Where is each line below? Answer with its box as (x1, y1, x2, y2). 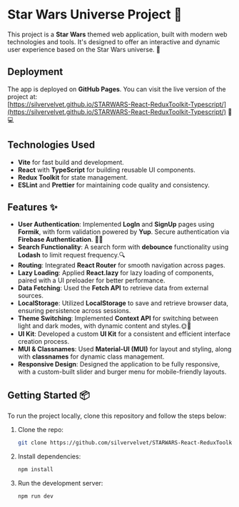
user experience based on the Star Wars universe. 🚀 (7, 45, 161, 53)
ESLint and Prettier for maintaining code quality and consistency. (17, 180, 210, 189)
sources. (17, 292, 44, 300)
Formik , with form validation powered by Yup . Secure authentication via (17, 227, 230, 236)
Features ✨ (7, 201, 58, 213)
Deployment (7, 66, 63, 78)
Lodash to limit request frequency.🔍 (17, 251, 126, 260)
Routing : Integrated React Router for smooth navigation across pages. (17, 261, 226, 270)
